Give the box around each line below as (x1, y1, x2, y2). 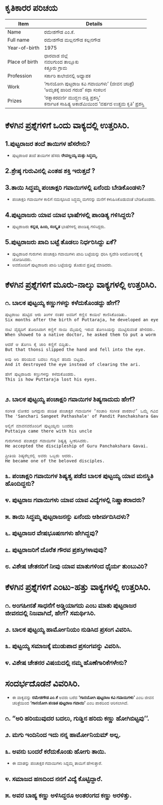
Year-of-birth (7, 44, 40, 51)
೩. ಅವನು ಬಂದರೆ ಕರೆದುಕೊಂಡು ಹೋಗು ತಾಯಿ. (5, 747, 107, 755)
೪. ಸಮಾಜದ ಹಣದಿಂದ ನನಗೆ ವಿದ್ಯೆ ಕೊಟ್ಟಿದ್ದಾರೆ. (5, 774, 103, 783)
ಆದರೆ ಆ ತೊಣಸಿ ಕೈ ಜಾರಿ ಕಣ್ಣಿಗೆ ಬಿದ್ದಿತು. (5, 341, 71, 347)
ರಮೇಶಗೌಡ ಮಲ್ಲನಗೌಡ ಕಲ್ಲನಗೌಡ (44, 37, 101, 43)
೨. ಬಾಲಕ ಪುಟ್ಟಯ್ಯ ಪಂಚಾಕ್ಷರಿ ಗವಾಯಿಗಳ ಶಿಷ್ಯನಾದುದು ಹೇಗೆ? (5, 395, 135, 403)
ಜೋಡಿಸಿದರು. (12, 256, 32, 262)
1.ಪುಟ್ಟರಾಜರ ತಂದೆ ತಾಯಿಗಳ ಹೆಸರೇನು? (5, 139, 91, 148)
